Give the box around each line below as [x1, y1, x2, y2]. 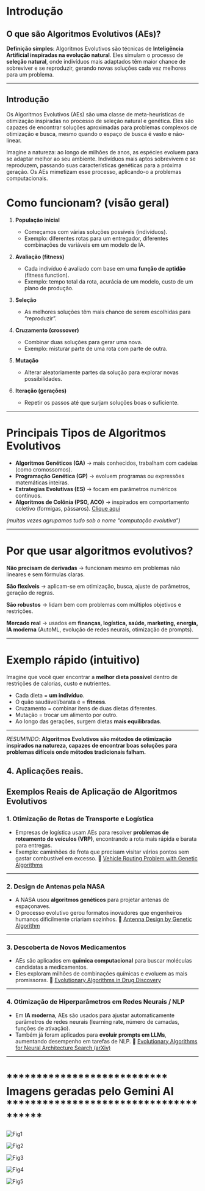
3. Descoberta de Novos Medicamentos [6, 943, 126, 952]
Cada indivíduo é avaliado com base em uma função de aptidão [24, 265, 186, 272]
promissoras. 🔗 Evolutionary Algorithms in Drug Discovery [15, 977, 162, 984]
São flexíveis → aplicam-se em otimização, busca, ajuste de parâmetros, [6, 582, 190, 590]
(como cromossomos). [15, 465, 73, 473]
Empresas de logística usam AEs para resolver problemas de [15, 828, 169, 836]
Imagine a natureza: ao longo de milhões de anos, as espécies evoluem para [6, 148, 199, 156]
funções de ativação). [15, 1024, 70, 1032]
